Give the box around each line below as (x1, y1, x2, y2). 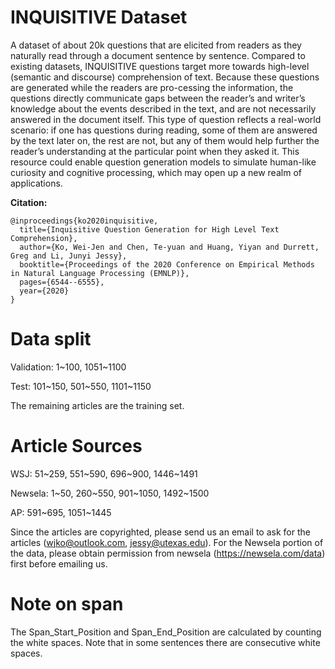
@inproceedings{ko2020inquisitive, (10, 216, 159, 226)
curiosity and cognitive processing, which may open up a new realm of (10, 166, 302, 178)
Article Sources (10, 435, 143, 458)
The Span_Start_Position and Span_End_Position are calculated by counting (10, 626, 322, 638)
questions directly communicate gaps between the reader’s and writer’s (10, 92, 306, 104)
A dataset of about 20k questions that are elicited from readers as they (10, 39, 302, 51)
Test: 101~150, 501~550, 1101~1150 (10, 380, 152, 392)
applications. (10, 177, 63, 189)
